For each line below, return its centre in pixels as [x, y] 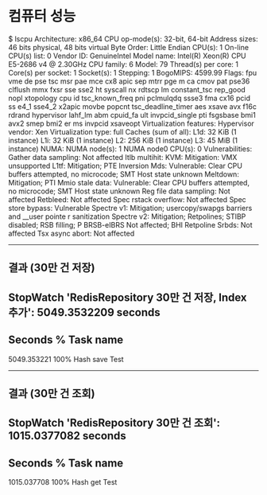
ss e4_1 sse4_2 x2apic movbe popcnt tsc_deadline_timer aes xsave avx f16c [132, 106]
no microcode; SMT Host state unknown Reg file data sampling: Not [119, 191]
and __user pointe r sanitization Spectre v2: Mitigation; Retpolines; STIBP [127, 216]
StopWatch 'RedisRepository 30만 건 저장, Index [128, 297]
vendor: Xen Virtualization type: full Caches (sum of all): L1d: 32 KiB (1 [122, 131]
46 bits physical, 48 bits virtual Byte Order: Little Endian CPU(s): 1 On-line [128, 47]
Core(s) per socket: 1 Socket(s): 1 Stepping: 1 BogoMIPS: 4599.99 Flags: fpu [133, 72]
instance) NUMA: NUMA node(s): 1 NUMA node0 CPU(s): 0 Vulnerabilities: [130, 149]
